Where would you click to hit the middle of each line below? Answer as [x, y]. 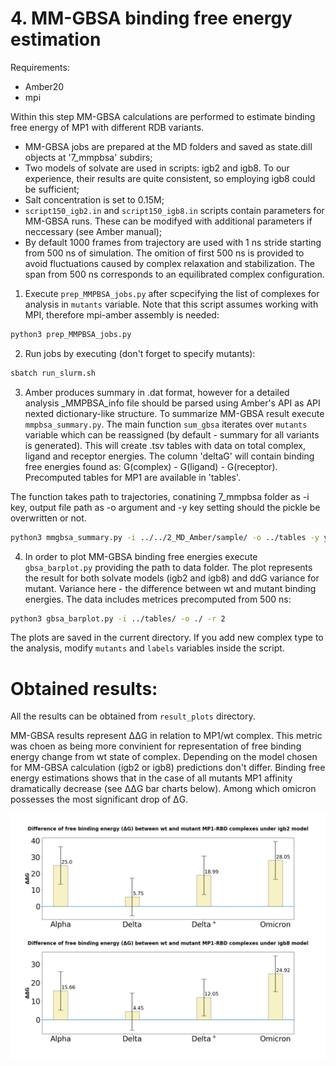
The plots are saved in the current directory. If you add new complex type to [167, 638]
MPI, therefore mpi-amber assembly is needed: [122, 314]
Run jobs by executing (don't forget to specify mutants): [140, 353]
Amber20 [44, 86]
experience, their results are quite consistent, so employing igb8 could [170, 178]
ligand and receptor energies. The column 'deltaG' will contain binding [169, 456]
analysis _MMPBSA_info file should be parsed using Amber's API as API [172, 403]
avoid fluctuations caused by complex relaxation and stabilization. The [169, 263]
